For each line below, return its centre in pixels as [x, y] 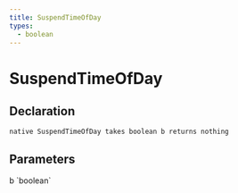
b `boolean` [30, 180]
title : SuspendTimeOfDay [55, 17]
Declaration [42, 111]
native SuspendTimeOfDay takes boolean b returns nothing [119, 132]
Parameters [42, 159]
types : [21, 26]
